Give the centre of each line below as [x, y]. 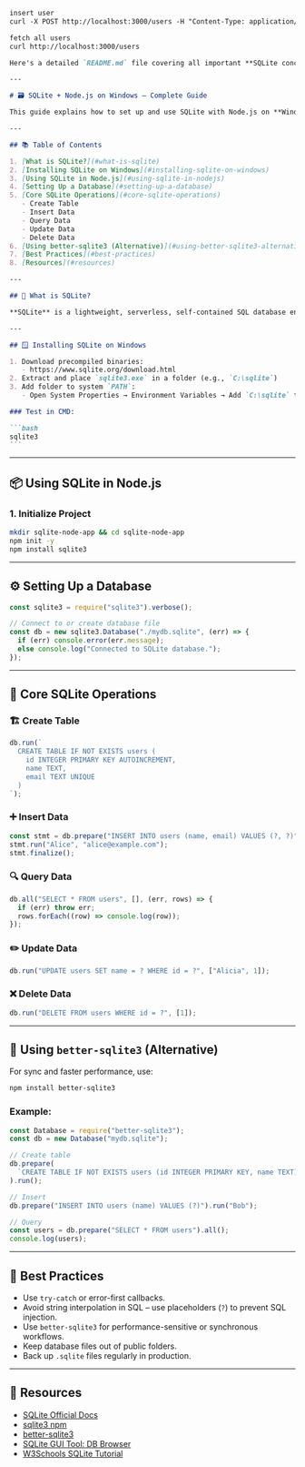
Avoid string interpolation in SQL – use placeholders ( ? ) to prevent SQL [154, 1308]
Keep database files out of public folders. [99, 1346]
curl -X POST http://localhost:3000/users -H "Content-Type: [128, 21]
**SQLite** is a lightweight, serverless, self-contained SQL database [148, 312]
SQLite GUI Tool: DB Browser [77, 1443]
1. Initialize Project [50, 513]
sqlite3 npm [44, 1424]
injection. [39, 1317]
